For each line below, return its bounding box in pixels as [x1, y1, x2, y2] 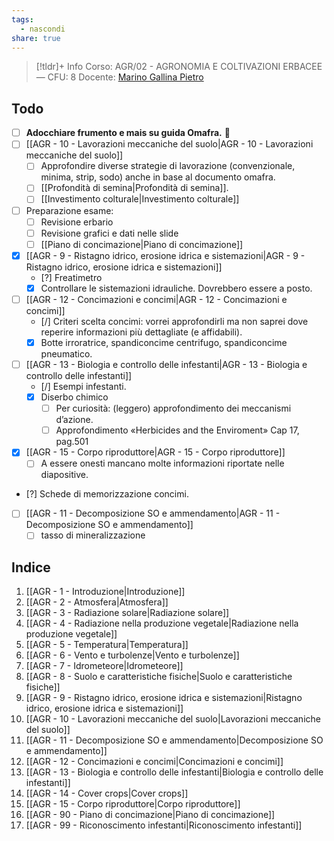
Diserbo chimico [40, 391, 109, 403]
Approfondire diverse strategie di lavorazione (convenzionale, [40, 160, 296, 172]
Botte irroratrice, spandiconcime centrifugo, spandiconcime [40, 336, 288, 348]
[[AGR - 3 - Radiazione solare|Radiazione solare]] [25, 607, 230, 619]
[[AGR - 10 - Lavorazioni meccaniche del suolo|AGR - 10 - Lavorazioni [25, 138, 314, 150]
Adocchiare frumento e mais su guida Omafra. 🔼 [25, 127, 231, 139]
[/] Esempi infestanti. [40, 381, 127, 393]
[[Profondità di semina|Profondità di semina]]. [40, 182, 229, 194]
